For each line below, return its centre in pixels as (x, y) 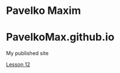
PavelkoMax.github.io (60, 37)
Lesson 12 (18, 64)
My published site (27, 53)
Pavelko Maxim (44, 11)
